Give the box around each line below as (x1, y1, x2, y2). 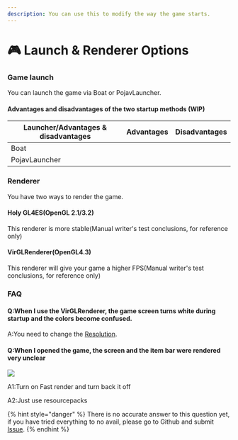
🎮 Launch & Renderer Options (7, 42, 189, 58)
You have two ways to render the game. (7, 192, 124, 201)
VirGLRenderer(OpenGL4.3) (7, 248, 92, 256)
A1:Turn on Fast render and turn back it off (7, 383, 131, 391)
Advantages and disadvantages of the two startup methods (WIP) (7, 104, 205, 113)
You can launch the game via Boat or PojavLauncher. (7, 89, 161, 97)
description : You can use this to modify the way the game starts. (7, 10, 211, 18)
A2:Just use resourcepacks (7, 396, 88, 405)
